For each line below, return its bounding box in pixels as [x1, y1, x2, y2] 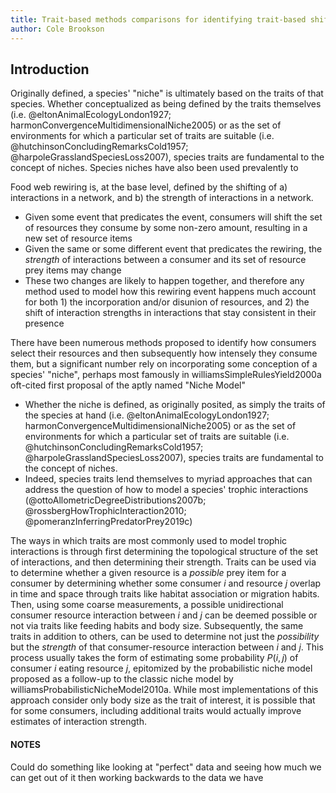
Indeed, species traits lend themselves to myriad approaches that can [24, 473, 313, 485]
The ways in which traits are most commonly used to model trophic [10, 535, 288, 547]
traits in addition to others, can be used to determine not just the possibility [10, 631, 320, 643]
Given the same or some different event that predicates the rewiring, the [24, 243, 323, 255]
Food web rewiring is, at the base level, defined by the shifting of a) [10, 181, 288, 193]
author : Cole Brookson [10, 24, 105, 34]
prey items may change [24, 264, 122, 276]
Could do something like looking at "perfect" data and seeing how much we [10, 761, 322, 773]
